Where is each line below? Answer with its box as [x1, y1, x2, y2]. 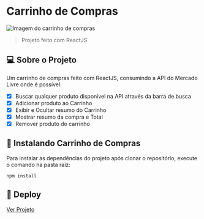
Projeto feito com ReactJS [21, 36, 88, 43]
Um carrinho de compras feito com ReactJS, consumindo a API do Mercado [6, 74, 198, 81]
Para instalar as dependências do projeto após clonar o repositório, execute [6, 154, 198, 161]
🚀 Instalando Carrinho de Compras [6, 138, 141, 149]
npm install [6, 173, 37, 179]
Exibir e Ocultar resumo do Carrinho [15, 106, 107, 114]
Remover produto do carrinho [15, 121, 90, 127]
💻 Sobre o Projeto [6, 55, 77, 65]
